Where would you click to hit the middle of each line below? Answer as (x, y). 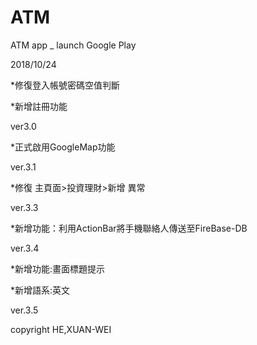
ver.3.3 (24, 207)
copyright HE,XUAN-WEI (61, 329)
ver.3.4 (25, 248)
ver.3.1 (23, 167)
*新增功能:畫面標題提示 (58, 268)
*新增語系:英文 (40, 290)
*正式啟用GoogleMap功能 (63, 147)
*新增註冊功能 (39, 106)
